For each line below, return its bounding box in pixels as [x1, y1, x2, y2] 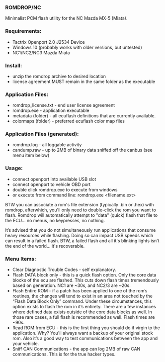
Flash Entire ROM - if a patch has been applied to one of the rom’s [12, 288, 148, 294]
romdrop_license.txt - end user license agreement [12, 102, 115, 108]
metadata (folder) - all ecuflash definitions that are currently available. [12, 113, 156, 119]
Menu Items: [5, 255, 36, 262]
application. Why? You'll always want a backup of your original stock [12, 330, 153, 336]
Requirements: [5, 28, 42, 35]
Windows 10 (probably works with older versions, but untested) [12, 44, 143, 50]
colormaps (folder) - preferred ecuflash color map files [12, 118, 125, 124]
